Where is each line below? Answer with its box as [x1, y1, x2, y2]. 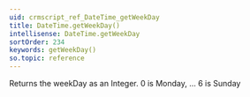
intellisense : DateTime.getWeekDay [9, 29, 140, 38]
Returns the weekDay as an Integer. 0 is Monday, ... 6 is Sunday [9, 78, 241, 88]
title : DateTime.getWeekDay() [9, 21, 121, 30]
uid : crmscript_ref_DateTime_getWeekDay [9, 12, 161, 22]
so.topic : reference [9, 54, 86, 63]
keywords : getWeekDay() [9, 46, 97, 55]
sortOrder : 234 [9, 37, 65, 47]
